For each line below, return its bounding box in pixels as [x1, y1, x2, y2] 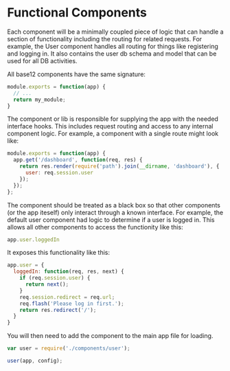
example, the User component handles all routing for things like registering [7, 42, 218, 50]
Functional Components [7, 5, 148, 21]
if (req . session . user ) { [19, 275, 91, 282]
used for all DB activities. [7, 56, 78, 65]
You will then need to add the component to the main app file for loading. [7, 332, 214, 340]
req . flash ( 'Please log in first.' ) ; [19, 300, 125, 307]
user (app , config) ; [7, 357, 63, 365]
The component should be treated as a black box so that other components [7, 201, 221, 209]
